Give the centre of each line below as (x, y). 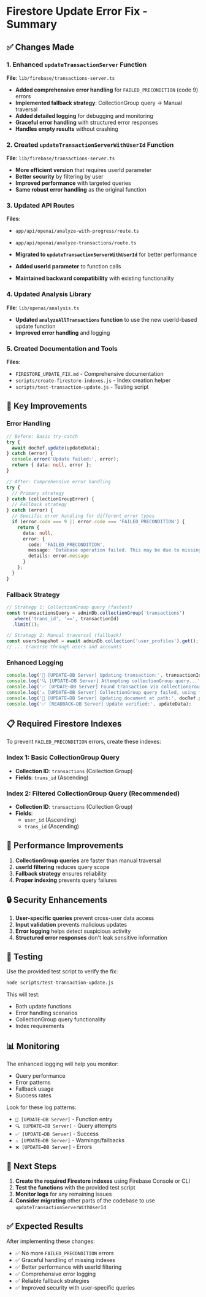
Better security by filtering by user (59, 177)
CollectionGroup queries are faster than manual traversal (88, 860)
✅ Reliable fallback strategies (52, 1280)
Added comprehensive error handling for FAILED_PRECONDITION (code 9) (107, 90)
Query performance (40, 1076)
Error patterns (33, 1083)
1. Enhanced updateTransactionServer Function (77, 64)
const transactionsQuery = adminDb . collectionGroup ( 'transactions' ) (96, 613)
